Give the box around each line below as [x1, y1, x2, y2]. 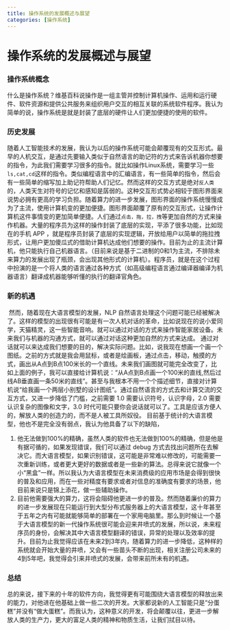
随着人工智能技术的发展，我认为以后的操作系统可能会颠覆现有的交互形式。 [7, 144, 217, 152]
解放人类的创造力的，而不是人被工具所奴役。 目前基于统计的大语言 [18, 411, 207, 419]
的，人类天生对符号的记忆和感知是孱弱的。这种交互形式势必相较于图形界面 [7, 186, 217, 195]
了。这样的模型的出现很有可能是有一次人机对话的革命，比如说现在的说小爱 [7, 317, 217, 325]
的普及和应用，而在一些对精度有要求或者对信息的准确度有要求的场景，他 [16, 477, 221, 485]
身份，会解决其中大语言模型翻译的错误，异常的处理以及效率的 [35, 529, 209, 537]
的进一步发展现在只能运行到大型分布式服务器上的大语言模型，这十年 [16, 502, 209, 511]
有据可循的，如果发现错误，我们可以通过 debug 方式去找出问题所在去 [16, 443, 213, 451]
